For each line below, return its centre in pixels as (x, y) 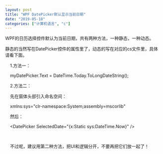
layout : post (19, 10)
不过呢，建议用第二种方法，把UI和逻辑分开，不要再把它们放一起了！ (79, 147)
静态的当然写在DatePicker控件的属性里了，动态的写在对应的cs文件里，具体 (82, 49)
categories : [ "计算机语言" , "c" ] (38, 24)
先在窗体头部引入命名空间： (38, 96)
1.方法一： (20, 66)
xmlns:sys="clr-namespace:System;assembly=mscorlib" (68, 106)
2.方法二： (21, 86)
